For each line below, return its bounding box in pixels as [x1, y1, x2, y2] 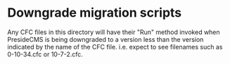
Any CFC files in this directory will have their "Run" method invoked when [7, 28, 220, 36]
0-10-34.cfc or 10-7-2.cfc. [7, 50, 83, 58]
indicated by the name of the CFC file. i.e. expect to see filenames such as [7, 42, 223, 51]
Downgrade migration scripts [7, 5, 182, 21]
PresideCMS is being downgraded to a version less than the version [7, 35, 204, 43]
